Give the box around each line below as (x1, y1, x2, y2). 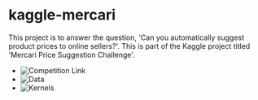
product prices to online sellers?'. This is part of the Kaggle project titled (8, 41, 251, 50)
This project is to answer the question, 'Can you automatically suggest (8, 33, 245, 42)
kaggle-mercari (8, 6, 116, 24)
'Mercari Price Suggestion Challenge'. (8, 50, 136, 59)
